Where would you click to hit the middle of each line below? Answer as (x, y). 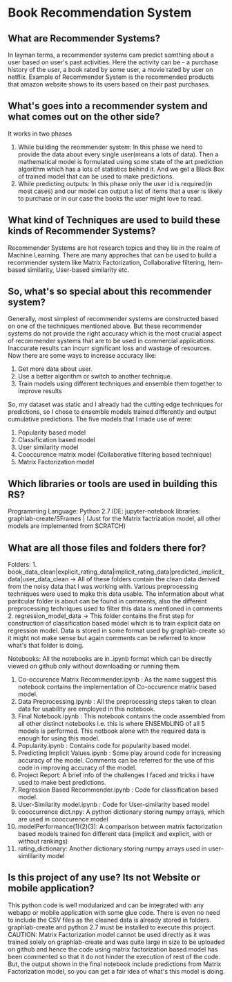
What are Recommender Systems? (84, 38)
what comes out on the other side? (84, 117)
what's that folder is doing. (46, 646)
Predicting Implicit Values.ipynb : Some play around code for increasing (119, 753)
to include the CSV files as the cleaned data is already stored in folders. (109, 920)
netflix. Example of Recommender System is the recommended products (111, 77)
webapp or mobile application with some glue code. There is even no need (114, 912)
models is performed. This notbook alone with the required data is (112, 731)
